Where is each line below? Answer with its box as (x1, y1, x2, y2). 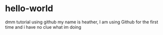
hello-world (5, 3, 54, 14)
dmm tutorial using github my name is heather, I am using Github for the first (5, 19, 159, 25)
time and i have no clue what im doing (5, 24, 81, 30)
